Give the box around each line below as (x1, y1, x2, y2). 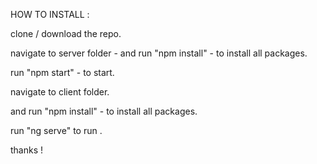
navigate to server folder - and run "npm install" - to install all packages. (10, 47, 308, 59)
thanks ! (10, 144, 44, 156)
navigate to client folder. (10, 86, 110, 98)
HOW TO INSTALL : (10, 9, 90, 20)
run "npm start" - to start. (10, 67, 115, 78)
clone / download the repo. (10, 28, 122, 39)
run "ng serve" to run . (10, 125, 103, 136)
